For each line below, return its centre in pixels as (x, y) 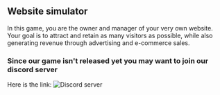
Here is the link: (29, 85)
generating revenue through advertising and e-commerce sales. (99, 43)
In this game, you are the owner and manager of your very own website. (110, 28)
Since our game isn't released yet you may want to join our (108, 60)
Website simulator (48, 11)
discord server (32, 69)
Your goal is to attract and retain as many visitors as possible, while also (110, 35)
